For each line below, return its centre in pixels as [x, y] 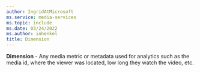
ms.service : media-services [41, 17]
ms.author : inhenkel [32, 34]
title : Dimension [28, 39]
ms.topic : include [29, 23]
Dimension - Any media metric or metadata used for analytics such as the [98, 56]
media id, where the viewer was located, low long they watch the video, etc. [100, 62]
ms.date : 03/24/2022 [32, 28]
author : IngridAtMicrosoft [40, 12]
